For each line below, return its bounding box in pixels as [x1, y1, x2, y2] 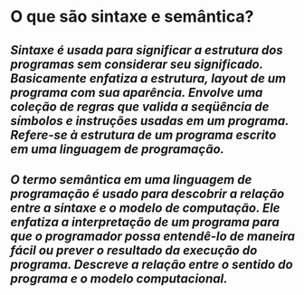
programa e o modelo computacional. [10, 271, 229, 286]
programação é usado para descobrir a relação [10, 186, 285, 201]
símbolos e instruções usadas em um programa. [10, 113, 290, 128]
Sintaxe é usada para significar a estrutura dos [10, 43, 283, 58]
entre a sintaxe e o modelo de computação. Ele [10, 200, 280, 215]
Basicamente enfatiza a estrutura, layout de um [10, 71, 287, 86]
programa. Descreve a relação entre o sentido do [10, 256, 293, 272]
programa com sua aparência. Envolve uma [10, 84, 263, 100]
